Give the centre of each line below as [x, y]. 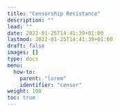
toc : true [22, 98]
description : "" [31, 20]
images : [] [23, 53]
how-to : [25, 72]
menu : [15, 65]
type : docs [23, 59]
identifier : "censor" [51, 85]
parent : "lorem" [43, 78]
